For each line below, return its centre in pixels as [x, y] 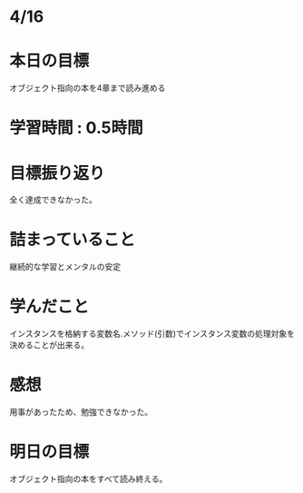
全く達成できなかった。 [53, 200]
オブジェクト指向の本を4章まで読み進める [88, 88]
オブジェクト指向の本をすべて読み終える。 [88, 479]
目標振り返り [58, 173]
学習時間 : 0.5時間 [76, 128]
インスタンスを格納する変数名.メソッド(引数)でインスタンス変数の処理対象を [152, 334]
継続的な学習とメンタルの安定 [65, 267]
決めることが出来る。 [49, 345]
